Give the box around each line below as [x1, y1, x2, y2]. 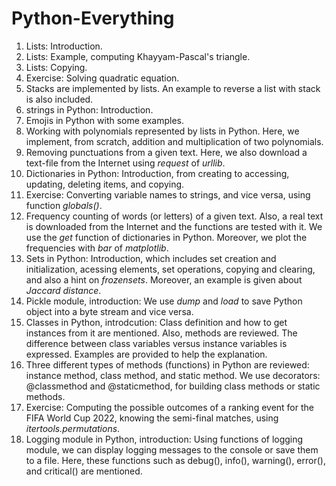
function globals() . [25, 199, 103, 211]
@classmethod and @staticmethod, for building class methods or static [25, 380, 321, 392]
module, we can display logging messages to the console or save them [25, 443, 319, 456]
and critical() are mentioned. [25, 465, 143, 477]
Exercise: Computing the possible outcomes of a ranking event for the [25, 401, 314, 413]
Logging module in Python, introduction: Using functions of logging [25, 433, 304, 445]
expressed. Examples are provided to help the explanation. [25, 348, 268, 360]
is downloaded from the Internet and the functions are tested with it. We [25, 220, 323, 232]
